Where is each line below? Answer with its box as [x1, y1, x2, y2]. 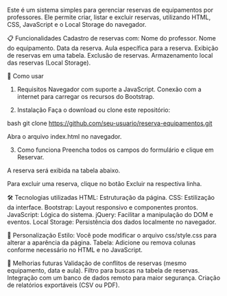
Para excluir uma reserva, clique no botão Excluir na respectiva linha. [7, 180, 202, 187]
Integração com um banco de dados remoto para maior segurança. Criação [7, 274, 221, 282]
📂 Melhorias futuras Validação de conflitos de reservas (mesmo [7, 259, 187, 267]
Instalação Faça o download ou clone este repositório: [16, 106, 170, 114]
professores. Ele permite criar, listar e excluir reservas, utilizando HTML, [7, 13, 211, 21]
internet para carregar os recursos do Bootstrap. [16, 93, 155, 100]
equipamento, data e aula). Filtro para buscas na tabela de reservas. [7, 266, 200, 274]
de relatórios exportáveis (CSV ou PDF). [7, 281, 120, 289]
